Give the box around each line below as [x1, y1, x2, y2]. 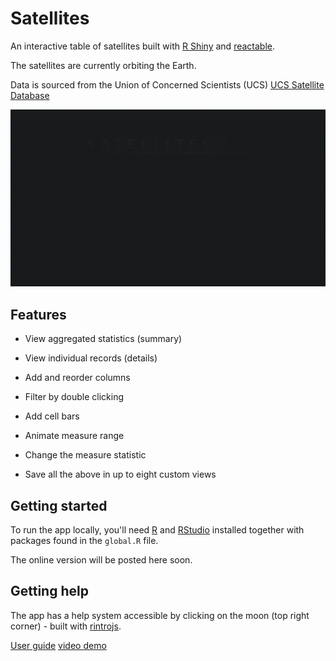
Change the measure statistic [24, 449, 147, 461]
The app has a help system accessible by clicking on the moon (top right [10, 609, 310, 621]
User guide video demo [10, 639, 107, 651]
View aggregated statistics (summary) [24, 333, 183, 345]
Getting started [10, 497, 108, 514]
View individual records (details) [24, 352, 158, 364]
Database [10, 89, 50, 101]
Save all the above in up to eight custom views [24, 468, 217, 481]
